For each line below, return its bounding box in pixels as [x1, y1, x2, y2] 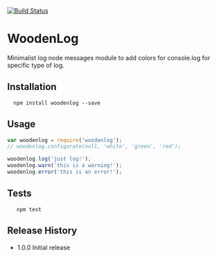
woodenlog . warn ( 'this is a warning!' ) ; [7, 162, 123, 169]
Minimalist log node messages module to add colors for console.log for [7, 53, 210, 62]
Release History [7, 225, 78, 237]
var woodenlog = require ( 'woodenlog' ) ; [7, 136, 123, 143]
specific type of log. [7, 61, 64, 69]
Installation [7, 81, 57, 93]
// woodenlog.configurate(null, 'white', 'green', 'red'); [7, 143, 182, 150]
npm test [16, 206, 42, 213]
